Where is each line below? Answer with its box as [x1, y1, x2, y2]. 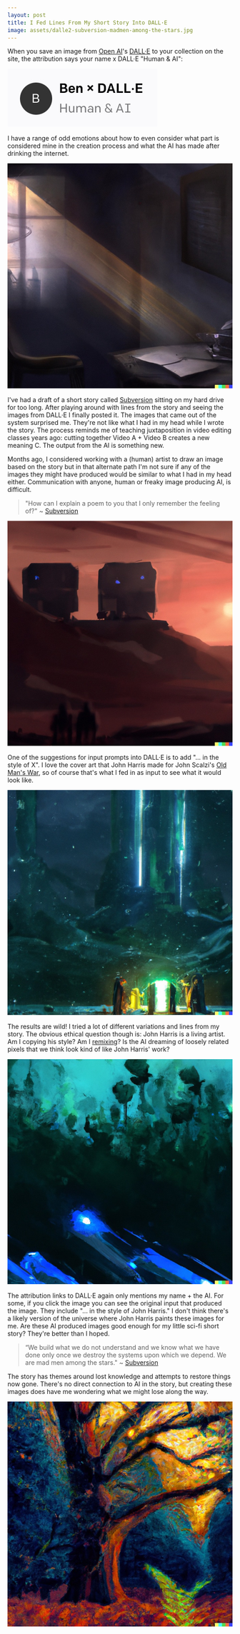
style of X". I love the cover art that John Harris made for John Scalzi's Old [7, 761, 227, 769]
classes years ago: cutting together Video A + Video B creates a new [7, 433, 210, 442]
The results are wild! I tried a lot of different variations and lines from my [7, 1022, 220, 1031]
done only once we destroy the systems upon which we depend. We [24, 1350, 227, 1360]
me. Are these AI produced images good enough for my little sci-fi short [7, 1322, 219, 1330]
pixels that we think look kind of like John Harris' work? [7, 1045, 170, 1053]
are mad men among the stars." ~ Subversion [24, 1358, 159, 1367]
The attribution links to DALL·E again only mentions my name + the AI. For [7, 1291, 224, 1300]
